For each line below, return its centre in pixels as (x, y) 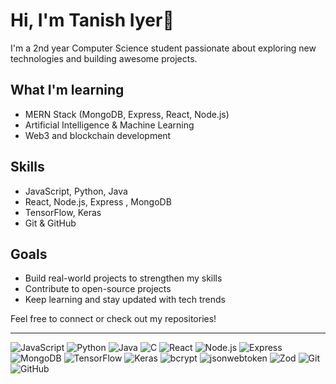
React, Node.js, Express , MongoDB (98, 201)
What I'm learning (67, 90)
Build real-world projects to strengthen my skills (123, 278)
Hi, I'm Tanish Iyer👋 (92, 20)
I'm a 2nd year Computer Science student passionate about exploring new (163, 48)
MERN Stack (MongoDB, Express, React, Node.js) (127, 114)
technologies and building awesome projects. (104, 58)
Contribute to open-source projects (98, 289)
